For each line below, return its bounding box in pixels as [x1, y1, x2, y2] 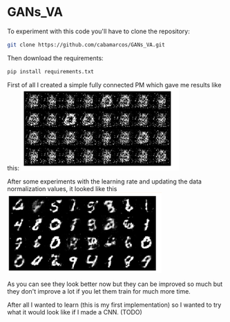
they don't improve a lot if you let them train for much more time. [7, 287, 191, 295]
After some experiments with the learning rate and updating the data [7, 177, 202, 186]
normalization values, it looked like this [7, 184, 117, 193]
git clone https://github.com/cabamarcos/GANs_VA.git [7, 41, 166, 48]
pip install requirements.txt [7, 68, 95, 75]
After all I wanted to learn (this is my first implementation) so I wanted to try [7, 301, 222, 309]
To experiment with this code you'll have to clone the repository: [7, 27, 190, 35]
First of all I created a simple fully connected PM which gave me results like [7, 80, 222, 89]
